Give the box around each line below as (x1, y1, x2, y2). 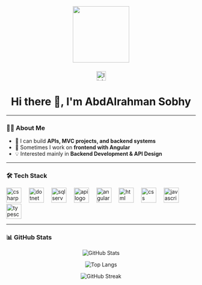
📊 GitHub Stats (6, 233, 52, 242)
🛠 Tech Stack (6, 171, 47, 180)
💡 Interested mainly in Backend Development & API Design (14, 150, 162, 158)
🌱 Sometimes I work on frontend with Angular (14, 144, 130, 151)
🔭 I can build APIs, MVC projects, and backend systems (14, 138, 156, 145)
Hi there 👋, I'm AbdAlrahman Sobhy (11, 95, 191, 109)
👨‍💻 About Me (6, 123, 45, 132)
